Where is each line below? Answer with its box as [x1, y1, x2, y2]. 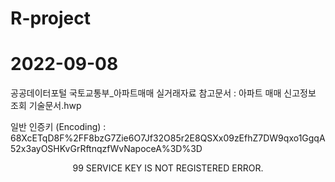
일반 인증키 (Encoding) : [10, 121, 107, 133]
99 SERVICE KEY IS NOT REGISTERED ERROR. [72, 162, 264, 174]
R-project [10, 7, 92, 30]
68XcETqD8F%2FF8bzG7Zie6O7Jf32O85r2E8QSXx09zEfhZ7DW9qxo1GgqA [10, 132, 326, 144]
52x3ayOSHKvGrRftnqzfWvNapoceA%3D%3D [10, 143, 203, 155]
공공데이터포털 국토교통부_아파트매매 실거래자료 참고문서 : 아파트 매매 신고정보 [10, 87, 317, 99]
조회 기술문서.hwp [10, 100, 82, 112]
